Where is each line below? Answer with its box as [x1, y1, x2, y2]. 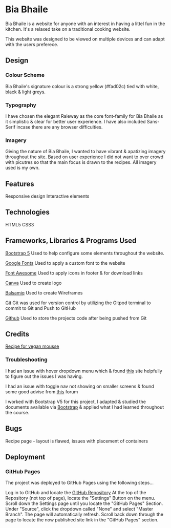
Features [5, 179, 34, 188]
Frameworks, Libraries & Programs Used [5, 237, 137, 245]
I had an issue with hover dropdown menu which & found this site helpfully [5, 368, 162, 374]
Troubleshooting [5, 356, 48, 363]
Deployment [5, 452, 46, 461]
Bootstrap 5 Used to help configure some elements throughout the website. [5, 250, 165, 256]
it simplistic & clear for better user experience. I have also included [5, 118, 146, 124]
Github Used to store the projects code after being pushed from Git [5, 315, 147, 321]
